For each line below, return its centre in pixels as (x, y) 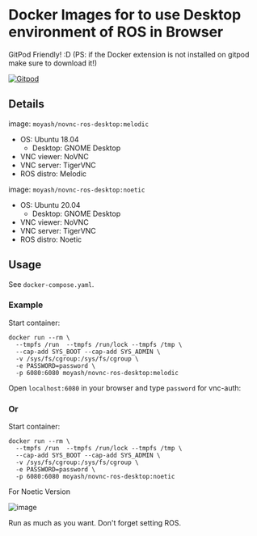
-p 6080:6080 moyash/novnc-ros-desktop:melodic (97, 373)
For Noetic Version (40, 492)
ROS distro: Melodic (53, 173)
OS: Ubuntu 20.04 (50, 205)
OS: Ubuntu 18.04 (49, 139)
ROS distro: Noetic (51, 239)
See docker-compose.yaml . (51, 284)
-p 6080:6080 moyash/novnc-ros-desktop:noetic (95, 477)
